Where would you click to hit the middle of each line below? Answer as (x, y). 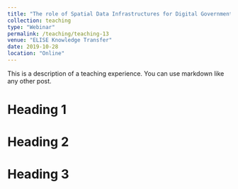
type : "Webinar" (31, 27)
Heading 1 (37, 110)
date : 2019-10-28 (33, 47)
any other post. (29, 81)
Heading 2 (38, 142)
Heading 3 (38, 174)
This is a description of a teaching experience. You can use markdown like (116, 73)
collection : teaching (39, 21)
